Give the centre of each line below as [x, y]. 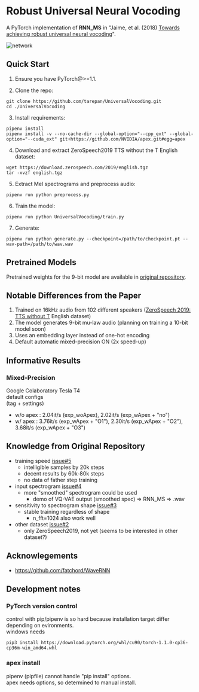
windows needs [26, 632]
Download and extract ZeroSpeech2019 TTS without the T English [96, 150]
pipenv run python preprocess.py [48, 195]
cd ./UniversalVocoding [36, 106]
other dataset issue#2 [42, 524]
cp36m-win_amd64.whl [32, 648]
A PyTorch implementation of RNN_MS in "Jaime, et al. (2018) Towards [93, 28]
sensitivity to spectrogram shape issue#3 [66, 505]
